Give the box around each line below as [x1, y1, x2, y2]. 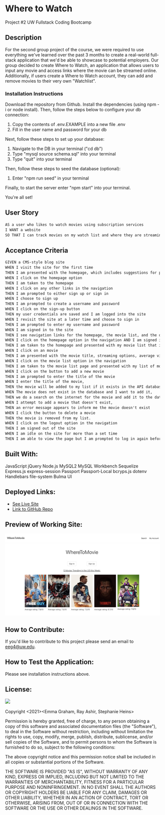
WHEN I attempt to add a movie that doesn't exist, [5, 400, 113, 405]
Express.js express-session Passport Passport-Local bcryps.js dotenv [5, 468, 147, 474]
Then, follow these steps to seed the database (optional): [5, 166, 121, 172]
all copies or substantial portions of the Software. [5, 759, 105, 765]
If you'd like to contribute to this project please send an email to [5, 638, 134, 644]
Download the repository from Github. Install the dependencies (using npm [5, 101, 156, 107]
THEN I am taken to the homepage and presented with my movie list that [5, 343, 157, 348]
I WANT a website [5, 227, 41, 232]
